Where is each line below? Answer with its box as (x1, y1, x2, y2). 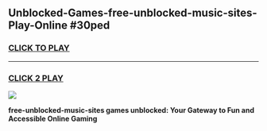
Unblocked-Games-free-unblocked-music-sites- (8, 6, 257, 20)
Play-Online (8, 19, 68, 33)
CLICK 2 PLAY (8, 72, 64, 83)
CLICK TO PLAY (8, 43, 70, 54)
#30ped (69, 19, 110, 33)
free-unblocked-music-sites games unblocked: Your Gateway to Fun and (8, 105, 255, 114)
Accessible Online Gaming (8, 114, 98, 123)
